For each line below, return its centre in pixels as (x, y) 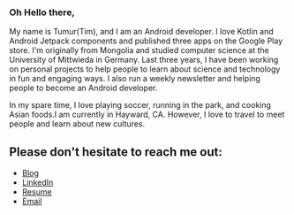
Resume (37, 192)
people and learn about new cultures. (77, 124)
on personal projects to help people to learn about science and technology (145, 69)
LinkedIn (38, 182)
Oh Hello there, (42, 12)
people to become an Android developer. (83, 88)
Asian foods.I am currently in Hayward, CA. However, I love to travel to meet (147, 115)
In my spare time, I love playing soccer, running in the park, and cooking (140, 105)
